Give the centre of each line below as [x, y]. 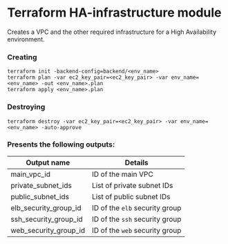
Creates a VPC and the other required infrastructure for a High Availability [112, 32]
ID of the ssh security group [137, 219]
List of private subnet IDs [133, 185]
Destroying [26, 107]
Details [136, 162]
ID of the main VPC [123, 174]
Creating [22, 57]
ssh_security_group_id [47, 219]
